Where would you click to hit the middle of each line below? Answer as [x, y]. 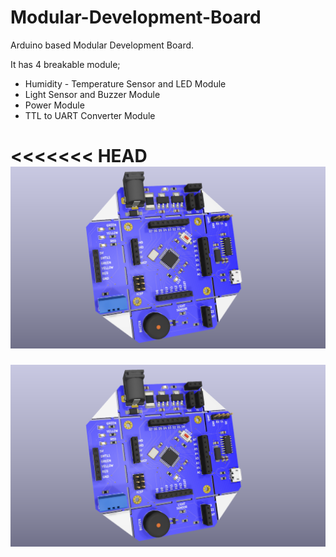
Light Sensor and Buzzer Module [92, 94]
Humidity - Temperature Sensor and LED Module [125, 83]
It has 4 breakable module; [65, 64]
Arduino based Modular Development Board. [102, 45]
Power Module [54, 105]
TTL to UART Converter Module [90, 115]
